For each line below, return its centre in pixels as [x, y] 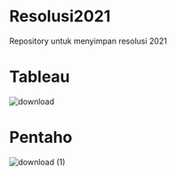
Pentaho [41, 137]
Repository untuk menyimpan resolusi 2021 [88, 41]
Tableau [40, 77]
